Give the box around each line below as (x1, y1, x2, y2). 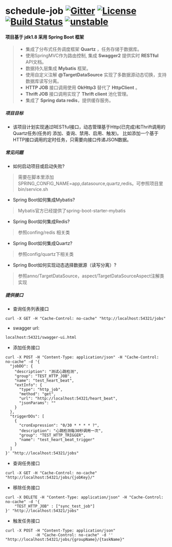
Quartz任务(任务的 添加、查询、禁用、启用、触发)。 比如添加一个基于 (12, 130, 159, 137)
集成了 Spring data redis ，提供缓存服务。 (25, 97, 114, 103)
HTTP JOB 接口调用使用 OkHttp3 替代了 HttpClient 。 (25, 84, 140, 91)
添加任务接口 (12, 344, 40, 351)
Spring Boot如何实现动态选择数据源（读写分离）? (12, 262, 117, 268)
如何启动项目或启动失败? (12, 163, 65, 169)
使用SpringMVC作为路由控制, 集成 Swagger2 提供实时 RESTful (25, 53, 159, 59)
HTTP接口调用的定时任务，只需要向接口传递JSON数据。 (12, 137, 132, 143)
